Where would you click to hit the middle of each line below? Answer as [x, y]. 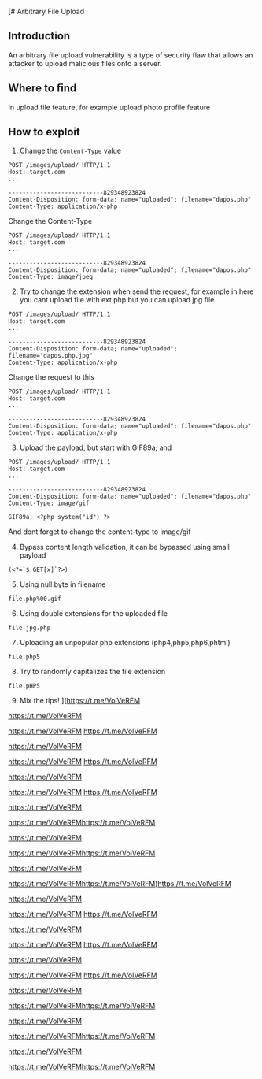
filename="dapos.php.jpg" [50, 356]
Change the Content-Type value [70, 151]
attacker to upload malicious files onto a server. [85, 63]
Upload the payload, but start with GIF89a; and [96, 447]
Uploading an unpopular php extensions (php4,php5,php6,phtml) [125, 643]
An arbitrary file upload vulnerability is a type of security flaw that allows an [131, 55]
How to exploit [44, 132]
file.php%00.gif [35, 599]
